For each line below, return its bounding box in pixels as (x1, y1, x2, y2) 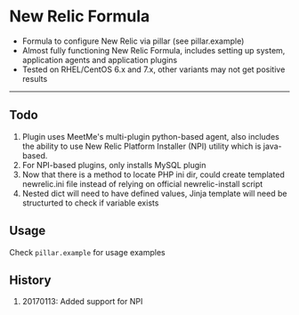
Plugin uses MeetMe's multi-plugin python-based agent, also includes (21, 131, 280, 141)
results (21, 73, 48, 84)
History (9, 272, 52, 287)
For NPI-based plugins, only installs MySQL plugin (21, 159, 206, 170)
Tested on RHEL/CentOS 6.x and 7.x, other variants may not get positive (21, 64, 286, 75)
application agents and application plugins (21, 54, 178, 65)
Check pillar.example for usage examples (9, 246, 166, 257)
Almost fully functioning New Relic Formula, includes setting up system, (21, 44, 286, 55)
